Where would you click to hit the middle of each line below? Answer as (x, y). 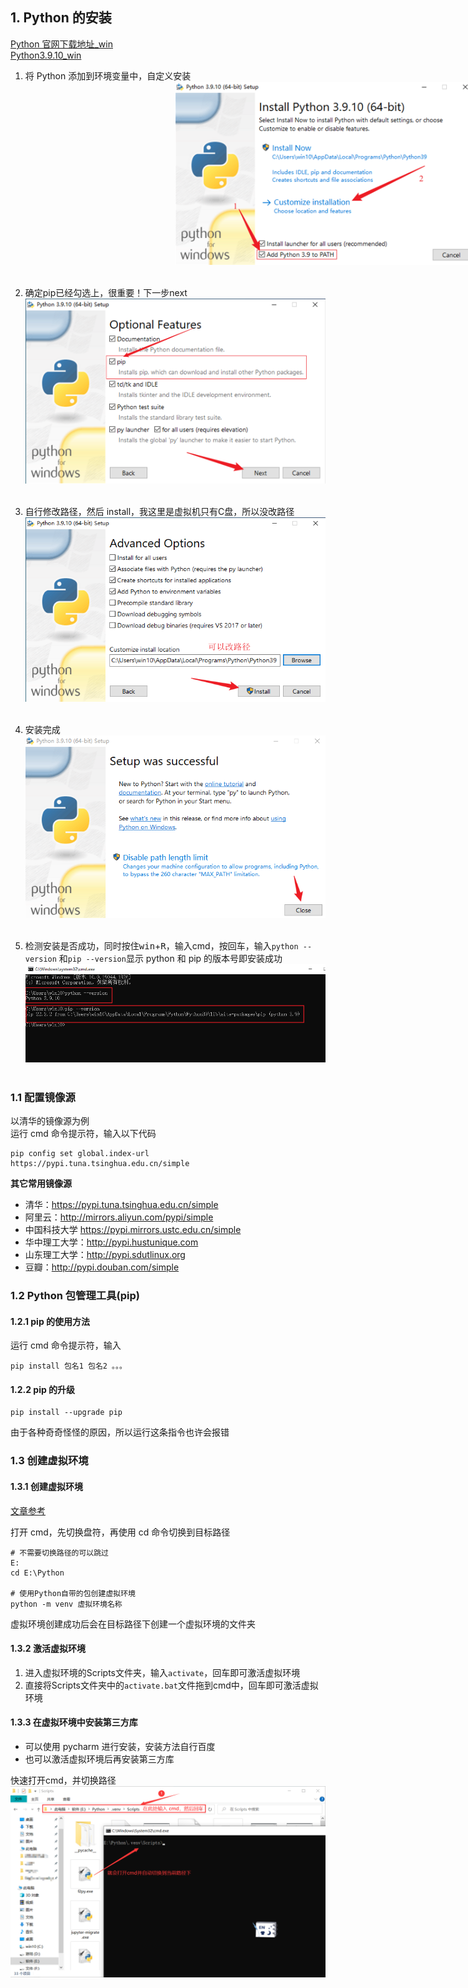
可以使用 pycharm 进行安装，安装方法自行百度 (120, 1746)
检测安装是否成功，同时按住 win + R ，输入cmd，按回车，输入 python (161, 945)
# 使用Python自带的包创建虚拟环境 (73, 1593)
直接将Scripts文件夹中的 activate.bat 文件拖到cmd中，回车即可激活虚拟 (171, 1685)
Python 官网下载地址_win (61, 44)
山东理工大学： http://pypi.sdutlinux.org (105, 1255)
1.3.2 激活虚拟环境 (48, 1649)
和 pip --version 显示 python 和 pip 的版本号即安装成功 (170, 958)
